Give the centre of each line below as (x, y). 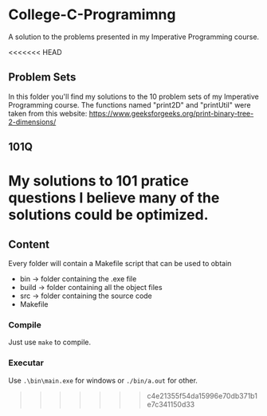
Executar (26, 363)
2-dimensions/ (32, 122)
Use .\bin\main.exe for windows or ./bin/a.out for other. (103, 380)
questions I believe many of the (114, 198)
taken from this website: (48, 113)
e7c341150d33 (171, 404)
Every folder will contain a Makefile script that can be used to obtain (120, 264)
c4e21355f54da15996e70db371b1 (202, 395)
